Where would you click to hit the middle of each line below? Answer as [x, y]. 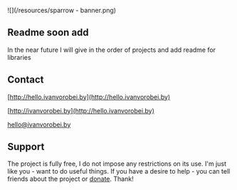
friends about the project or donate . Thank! [70, 179]
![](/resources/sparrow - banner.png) [62, 10]
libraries [19, 57]
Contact [26, 80]
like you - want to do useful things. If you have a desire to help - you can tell [119, 171]
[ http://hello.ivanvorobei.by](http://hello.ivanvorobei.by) [89, 97]
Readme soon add [48, 32]
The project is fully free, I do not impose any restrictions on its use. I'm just [117, 164]
